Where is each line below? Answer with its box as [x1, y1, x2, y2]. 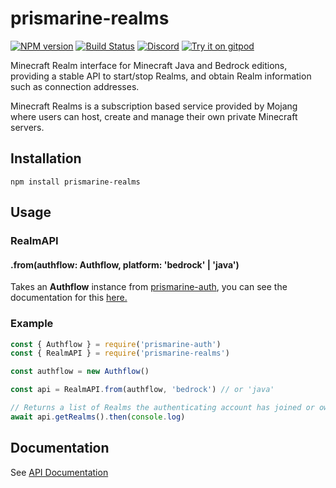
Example [10, 317, 54, 331]
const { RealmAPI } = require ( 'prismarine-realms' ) [10, 348, 230, 359]
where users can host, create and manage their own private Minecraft [10, 110, 298, 122]
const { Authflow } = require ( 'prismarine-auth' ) [10, 339, 222, 349]
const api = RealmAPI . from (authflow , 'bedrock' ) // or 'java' [10, 385, 275, 395]
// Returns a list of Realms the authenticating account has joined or [10, 403, 315, 413]
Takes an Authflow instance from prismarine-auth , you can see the [10, 281, 288, 293]
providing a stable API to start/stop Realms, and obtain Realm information [10, 70, 312, 82]
